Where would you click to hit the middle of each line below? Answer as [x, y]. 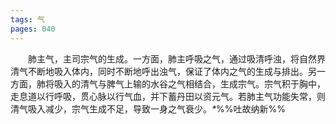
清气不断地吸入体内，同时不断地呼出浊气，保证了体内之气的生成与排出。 [159, 71]
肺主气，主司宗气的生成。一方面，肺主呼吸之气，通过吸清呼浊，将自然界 [177, 58]
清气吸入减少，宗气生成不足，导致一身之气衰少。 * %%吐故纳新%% [148, 108]
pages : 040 [33, 29]
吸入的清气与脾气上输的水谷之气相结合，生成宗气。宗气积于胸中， [189, 83]
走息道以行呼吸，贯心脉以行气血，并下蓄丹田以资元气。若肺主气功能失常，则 [168, 96]
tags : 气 [27, 19]
